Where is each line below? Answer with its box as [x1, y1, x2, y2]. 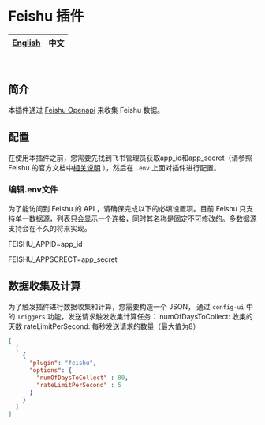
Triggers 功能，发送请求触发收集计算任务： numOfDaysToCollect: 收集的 [17, 311, 254, 321]
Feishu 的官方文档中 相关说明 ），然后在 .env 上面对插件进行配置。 [8, 162, 221, 172]
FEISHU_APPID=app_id [8, 239, 83, 248]
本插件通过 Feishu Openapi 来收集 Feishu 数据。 [8, 105, 164, 114]
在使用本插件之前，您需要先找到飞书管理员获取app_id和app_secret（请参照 [8, 153, 252, 162]
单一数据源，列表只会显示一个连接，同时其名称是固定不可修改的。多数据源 [14, 214, 257, 223]
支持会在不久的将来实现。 [8, 223, 91, 233]
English [12, 37, 41, 48]
